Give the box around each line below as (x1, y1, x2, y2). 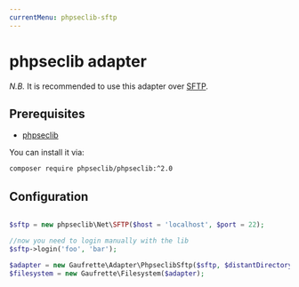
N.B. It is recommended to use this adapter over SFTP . (9, 81, 209, 92)
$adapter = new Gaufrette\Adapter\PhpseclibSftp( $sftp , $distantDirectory (9, 260, 293, 269)
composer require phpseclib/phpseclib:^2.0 (9, 164, 174, 173)
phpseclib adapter (9, 51, 147, 71)
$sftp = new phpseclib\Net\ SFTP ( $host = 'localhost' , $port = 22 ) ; (9, 220, 265, 229)
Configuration (9, 188, 89, 204)
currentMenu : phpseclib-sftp (9, 12, 117, 22)
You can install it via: (9, 147, 85, 158)
